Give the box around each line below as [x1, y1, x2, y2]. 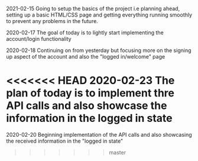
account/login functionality [6, 36, 72, 42]
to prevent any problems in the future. [6, 18, 99, 24]
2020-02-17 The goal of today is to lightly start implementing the [6, 29, 164, 36]
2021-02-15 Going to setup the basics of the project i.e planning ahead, [6, 5, 180, 12]
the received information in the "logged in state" [6, 137, 124, 144]
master [109, 149, 126, 156]
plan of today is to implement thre [6, 86, 175, 100]
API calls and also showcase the [6, 99, 167, 112]
